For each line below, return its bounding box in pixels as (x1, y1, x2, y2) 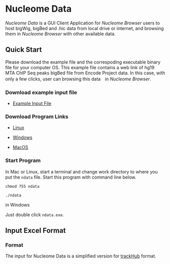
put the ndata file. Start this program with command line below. (5, 174, 137, 180)
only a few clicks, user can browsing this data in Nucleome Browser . (5, 76, 151, 82)
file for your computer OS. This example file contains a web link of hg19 (5, 64, 155, 70)
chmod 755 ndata (5, 184, 40, 189)
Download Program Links (5, 113, 69, 120)
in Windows (5, 201, 30, 208)
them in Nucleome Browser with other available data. (5, 31, 116, 37)
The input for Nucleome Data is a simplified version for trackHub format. (5, 253, 156, 259)
